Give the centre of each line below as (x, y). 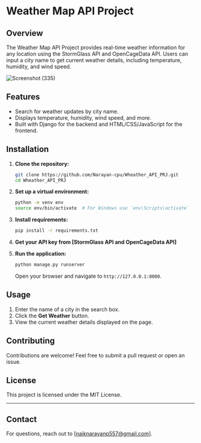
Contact (22, 419)
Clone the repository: (42, 163)
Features (23, 97)
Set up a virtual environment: (52, 192)
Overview (25, 33)
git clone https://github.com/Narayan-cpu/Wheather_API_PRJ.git (97, 175)
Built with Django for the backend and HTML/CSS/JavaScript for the (98, 124)
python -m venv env (39, 203)
